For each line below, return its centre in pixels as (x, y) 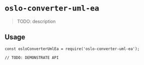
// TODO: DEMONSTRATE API (32, 57)
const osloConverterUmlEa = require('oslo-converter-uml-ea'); (72, 49)
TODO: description (36, 21)
